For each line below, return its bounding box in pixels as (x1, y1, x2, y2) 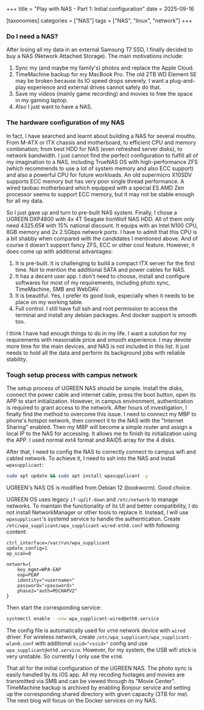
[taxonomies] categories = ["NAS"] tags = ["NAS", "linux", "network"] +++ (6, 17, 193, 24)
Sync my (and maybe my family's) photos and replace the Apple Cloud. (15, 64, 194, 72)
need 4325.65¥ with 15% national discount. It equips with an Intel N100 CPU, (6, 222, 199, 229)
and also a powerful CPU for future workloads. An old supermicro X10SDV (6, 171, 192, 179)
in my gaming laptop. (15, 97, 68, 104)
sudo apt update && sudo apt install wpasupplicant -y (6, 472, 149, 479)
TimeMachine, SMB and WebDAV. (15, 285, 100, 293)
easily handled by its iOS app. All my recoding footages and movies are (6, 670, 185, 678)
